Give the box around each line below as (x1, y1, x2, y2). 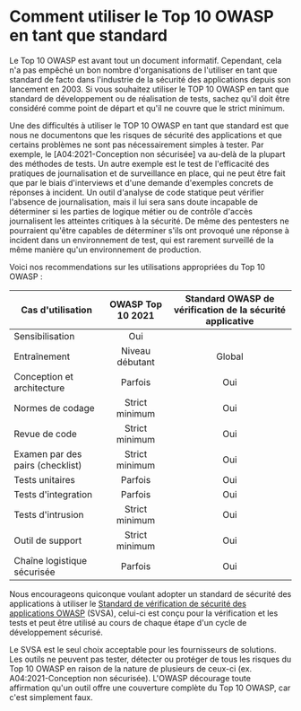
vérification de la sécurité (173, 303, 287, 316)
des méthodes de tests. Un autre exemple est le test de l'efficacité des (9, 158, 270, 169)
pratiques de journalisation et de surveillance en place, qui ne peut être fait (9, 168, 286, 179)
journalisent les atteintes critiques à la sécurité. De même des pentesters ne (9, 215, 289, 226)
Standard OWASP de (185, 292, 275, 304)
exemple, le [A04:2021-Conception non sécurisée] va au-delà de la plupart (9, 148, 286, 159)
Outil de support (13, 534, 82, 547)
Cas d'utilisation (21, 303, 92, 316)
